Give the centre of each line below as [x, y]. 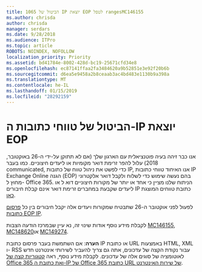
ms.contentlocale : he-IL [38, 86]
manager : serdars [28, 29]
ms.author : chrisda [31, 18]
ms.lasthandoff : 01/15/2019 [42, 91]
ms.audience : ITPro [31, 40]
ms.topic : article [29, 46]
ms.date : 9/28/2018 [31, 35]
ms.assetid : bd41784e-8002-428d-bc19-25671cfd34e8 [72, 63]
